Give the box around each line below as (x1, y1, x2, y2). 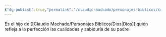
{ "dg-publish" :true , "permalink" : (4, 7, 74, 12)
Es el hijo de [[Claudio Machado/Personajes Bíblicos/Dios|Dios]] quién (4, 21, 148, 27)
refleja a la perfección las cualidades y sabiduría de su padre (4, 26, 129, 32)
